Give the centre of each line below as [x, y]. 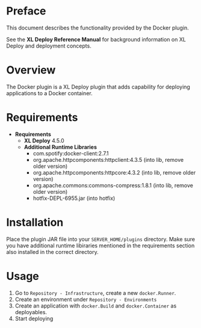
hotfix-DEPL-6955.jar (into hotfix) [74, 198]
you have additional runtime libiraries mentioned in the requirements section [100, 246]
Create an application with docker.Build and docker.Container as [96, 306]
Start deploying [34, 318]
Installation [35, 222]
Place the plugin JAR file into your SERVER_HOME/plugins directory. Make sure [101, 239]
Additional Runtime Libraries [60, 147]
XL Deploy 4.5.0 [44, 140]
